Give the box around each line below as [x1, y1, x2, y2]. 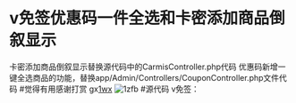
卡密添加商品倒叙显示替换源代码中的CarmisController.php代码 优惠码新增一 [9, 61, 286, 72]
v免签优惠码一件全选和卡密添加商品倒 [9, 8, 285, 28]
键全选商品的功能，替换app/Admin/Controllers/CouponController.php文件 [9, 72, 280, 83]
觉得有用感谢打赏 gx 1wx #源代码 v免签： [23, 83, 199, 94]
